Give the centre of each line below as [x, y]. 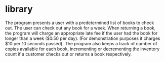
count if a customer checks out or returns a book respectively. [68, 54]
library [19, 9]
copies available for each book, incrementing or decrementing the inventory [82, 49]
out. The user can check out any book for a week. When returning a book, [80, 28]
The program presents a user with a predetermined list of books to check [80, 23]
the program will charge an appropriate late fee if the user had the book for [81, 33]
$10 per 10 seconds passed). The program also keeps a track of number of [81, 43]
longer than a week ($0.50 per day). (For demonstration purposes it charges [83, 38]
